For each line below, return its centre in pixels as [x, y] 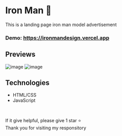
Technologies [28, 83]
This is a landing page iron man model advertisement [61, 25]
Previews [20, 54]
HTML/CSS [25, 95]
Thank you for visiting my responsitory [46, 128]
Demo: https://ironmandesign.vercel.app [57, 38]
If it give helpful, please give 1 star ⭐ [43, 121]
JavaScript [24, 100]
